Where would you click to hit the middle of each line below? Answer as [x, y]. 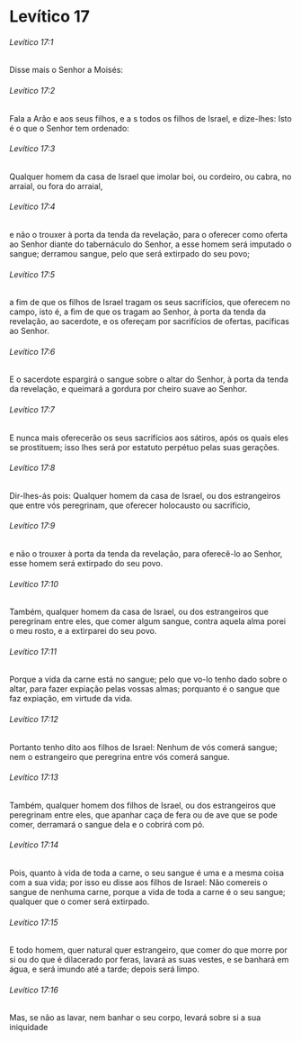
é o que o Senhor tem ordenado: [70, 128]
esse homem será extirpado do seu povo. [86, 564]
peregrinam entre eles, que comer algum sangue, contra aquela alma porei [147, 621]
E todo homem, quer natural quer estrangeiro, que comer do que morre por [148, 950]
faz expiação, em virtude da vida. [71, 699]
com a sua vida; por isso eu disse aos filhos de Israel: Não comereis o [138, 883]
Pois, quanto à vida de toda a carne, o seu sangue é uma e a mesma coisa [147, 873]
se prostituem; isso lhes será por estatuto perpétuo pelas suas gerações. [145, 447]
